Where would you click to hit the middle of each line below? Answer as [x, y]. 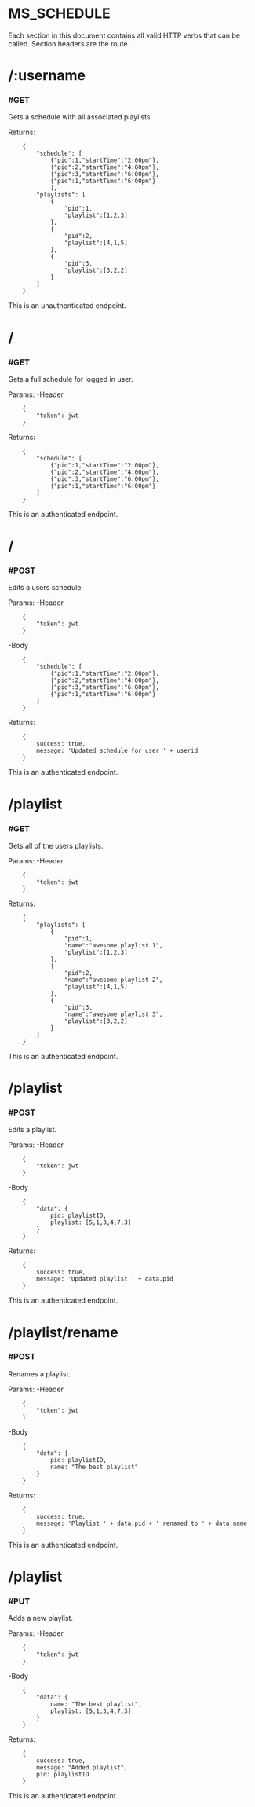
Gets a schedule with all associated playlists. [80, 117]
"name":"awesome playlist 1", [113, 945]
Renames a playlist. [39, 1374]
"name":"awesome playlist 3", [113, 1014]
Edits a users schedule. [46, 588]
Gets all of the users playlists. [56, 845]
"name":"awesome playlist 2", [113, 980]
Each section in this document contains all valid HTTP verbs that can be [124, 35]
